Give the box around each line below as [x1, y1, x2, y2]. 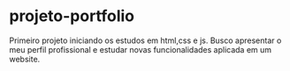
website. [9, 53, 41, 64]
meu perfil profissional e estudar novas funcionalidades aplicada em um [9, 44, 272, 54]
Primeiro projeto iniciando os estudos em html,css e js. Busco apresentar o [9, 35, 282, 46]
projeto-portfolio [9, 6, 135, 26]
